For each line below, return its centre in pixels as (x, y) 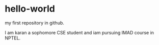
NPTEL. (13, 38)
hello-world (30, 9)
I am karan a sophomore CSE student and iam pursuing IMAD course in (79, 32)
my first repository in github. (35, 23)
